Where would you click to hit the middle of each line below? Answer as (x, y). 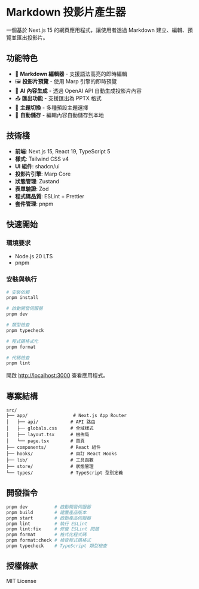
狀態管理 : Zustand (37, 181)
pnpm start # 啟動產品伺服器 (49, 518)
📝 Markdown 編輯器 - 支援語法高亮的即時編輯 (71, 74)
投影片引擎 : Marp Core (43, 174)
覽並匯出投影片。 (27, 37)
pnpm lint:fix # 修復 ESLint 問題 (53, 529)
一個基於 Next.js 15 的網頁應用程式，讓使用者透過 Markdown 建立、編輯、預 (99, 30)
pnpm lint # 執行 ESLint (47, 524)
